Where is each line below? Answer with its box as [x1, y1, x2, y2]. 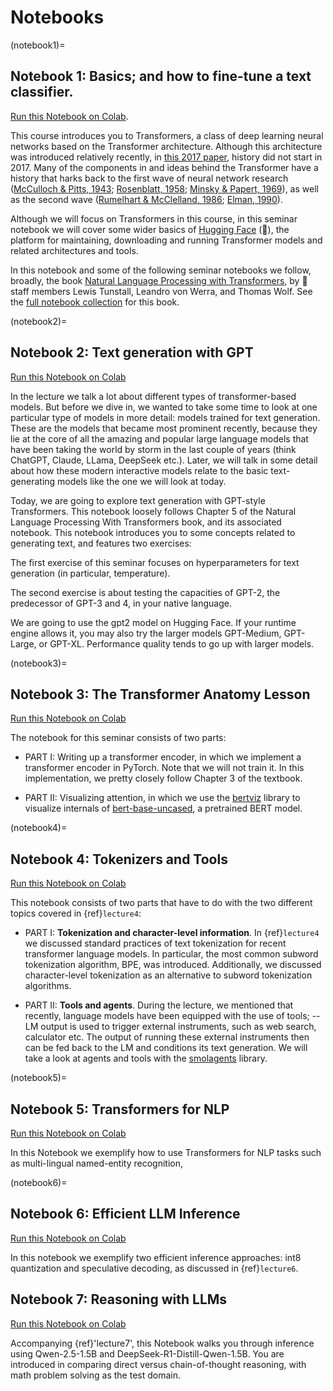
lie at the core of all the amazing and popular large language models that [10, 432, 309, 445]
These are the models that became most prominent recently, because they [10, 422, 318, 434]
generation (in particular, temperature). [10, 567, 171, 579]
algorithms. [24, 980, 72, 992]
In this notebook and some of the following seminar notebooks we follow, [10, 264, 312, 276]
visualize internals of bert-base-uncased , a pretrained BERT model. [24, 802, 303, 815]
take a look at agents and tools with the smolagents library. [24, 1052, 268, 1065]
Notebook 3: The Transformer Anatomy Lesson [10, 686, 311, 703]
